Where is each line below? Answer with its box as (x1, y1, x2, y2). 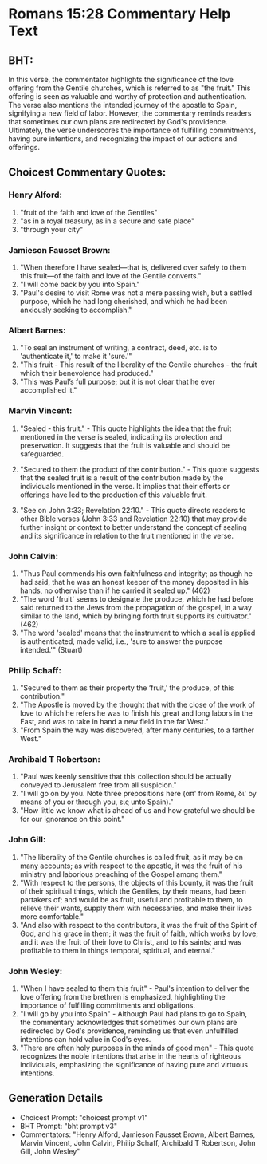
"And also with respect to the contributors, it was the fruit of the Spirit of (19, 920, 257, 929)
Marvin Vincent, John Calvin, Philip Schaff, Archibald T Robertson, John (19, 1138, 257, 1147)
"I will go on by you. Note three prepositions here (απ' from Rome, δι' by (19, 789, 257, 799)
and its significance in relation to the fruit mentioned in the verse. (19, 531, 234, 540)
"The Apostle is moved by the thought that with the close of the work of (19, 700, 256, 710)
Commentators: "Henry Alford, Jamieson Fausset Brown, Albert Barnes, (19, 1130, 256, 1139)
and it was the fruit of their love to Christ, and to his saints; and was (19, 937, 241, 946)
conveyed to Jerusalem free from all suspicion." (19, 780, 177, 790)
